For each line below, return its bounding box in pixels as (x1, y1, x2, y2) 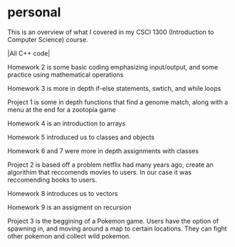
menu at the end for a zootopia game (7, 105, 116, 114)
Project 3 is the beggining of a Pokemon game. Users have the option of (7, 216, 219, 225)
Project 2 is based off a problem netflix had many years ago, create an (7, 160, 214, 169)
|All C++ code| (7, 49, 51, 57)
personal (7, 4, 61, 21)
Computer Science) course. (7, 35, 88, 43)
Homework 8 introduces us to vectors (7, 189, 118, 197)
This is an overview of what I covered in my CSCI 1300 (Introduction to (7, 28, 214, 36)
